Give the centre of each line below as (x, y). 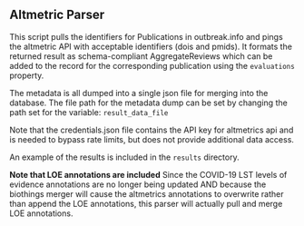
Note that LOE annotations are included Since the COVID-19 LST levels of (148, 174)
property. (27, 75)
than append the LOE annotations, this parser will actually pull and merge (146, 203)
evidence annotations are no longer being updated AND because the (138, 184)
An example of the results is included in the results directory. (124, 157)
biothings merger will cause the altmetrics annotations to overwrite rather (147, 193)
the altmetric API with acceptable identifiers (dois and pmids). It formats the (151, 46)
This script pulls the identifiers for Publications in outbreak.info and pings (146, 36)
